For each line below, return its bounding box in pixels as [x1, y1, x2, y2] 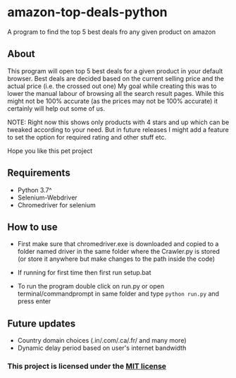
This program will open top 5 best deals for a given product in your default [7, 66, 223, 75]
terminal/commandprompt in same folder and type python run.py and [17, 290, 220, 298]
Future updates [7, 317, 76, 329]
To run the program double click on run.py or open [17, 282, 164, 291]
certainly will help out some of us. [7, 104, 106, 113]
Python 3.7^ [17, 185, 52, 194]
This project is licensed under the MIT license [7, 361, 167, 371]
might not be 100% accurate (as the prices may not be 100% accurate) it [7, 97, 218, 105]
